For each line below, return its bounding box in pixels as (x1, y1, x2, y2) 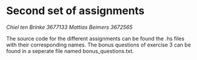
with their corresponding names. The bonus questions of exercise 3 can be (6, 41, 191, 48)
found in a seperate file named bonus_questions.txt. (6, 47, 134, 54)
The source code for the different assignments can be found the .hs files (6, 35, 185, 42)
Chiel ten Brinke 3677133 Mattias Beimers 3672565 (6, 24, 133, 31)
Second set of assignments (6, 4, 145, 18)
